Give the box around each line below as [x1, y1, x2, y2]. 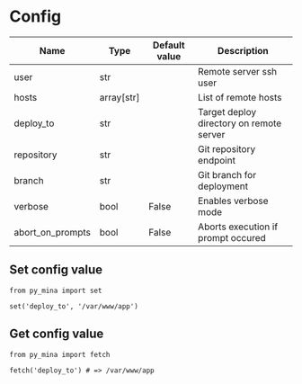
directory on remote [197, 117, 282, 129]
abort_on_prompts [13, 226, 92, 238]
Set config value [9, 263, 103, 278]
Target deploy [197, 105, 257, 118]
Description [217, 44, 270, 57]
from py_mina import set [9, 286, 102, 295]
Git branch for [197, 168, 257, 181]
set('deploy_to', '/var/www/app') [9, 301, 139, 311]
